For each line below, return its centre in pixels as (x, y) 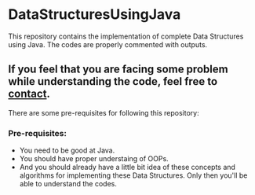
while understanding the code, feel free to (113, 81)
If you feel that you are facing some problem (118, 70)
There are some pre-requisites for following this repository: (104, 112)
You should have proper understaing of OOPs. (94, 159)
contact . (29, 94)
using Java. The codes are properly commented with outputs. (108, 44)
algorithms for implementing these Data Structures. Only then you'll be (133, 175)
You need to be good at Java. (67, 150)
